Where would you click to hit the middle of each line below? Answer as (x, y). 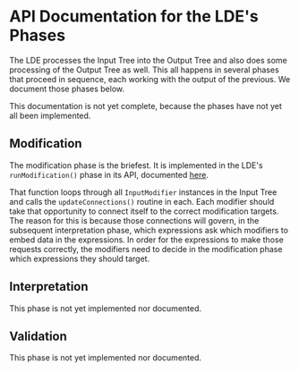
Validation (38, 336)
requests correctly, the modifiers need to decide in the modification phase (146, 249)
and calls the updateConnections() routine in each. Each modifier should (142, 201)
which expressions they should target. (80, 258)
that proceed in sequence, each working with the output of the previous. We (150, 79)
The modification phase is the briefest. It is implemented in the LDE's (136, 165)
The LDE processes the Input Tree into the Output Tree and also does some (149, 60)
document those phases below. (67, 89)
